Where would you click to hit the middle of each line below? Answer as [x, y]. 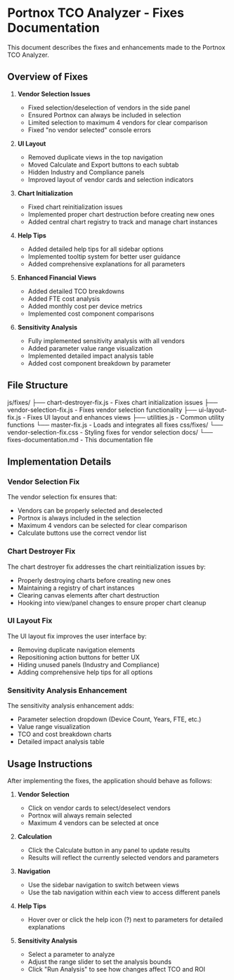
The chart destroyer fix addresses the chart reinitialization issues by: [106, 567]
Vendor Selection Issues [54, 94]
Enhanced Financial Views [57, 277]
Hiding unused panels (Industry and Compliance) [89, 664]
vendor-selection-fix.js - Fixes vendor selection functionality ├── [102, 410]
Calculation [35, 836]
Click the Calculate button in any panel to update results [109, 850]
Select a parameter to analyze [71, 954]
